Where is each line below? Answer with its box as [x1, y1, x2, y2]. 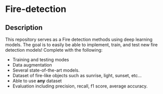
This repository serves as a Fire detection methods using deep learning [5, 36, 153, 42]
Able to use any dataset [12, 78, 62, 84]
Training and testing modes [12, 57, 69, 63]
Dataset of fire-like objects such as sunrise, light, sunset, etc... [12, 73, 142, 78]
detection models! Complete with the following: [5, 47, 103, 53]
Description [5, 23, 43, 32]
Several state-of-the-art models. [12, 67, 80, 73]
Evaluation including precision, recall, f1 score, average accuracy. [12, 83, 148, 89]
